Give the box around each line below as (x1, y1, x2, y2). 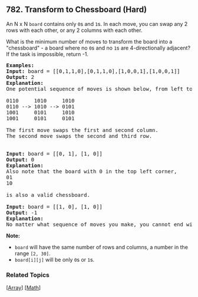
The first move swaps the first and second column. (6, 127, 159, 133)
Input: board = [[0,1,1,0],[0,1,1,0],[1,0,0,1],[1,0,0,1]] (6, 68, 181, 74)
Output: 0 (6, 156, 34, 163)
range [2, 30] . (14, 250, 51, 257)
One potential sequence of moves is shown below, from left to (6, 85, 193, 92)
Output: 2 (6, 74, 34, 80)
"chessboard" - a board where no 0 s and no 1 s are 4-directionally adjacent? (6, 44, 190, 51)
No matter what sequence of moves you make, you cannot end (6, 221, 184, 227)
